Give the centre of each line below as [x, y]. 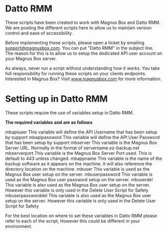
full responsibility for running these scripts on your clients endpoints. [76, 73]
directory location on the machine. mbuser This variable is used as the [77, 169]
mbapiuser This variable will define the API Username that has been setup [81, 132]
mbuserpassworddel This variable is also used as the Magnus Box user [78, 195]
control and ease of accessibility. [39, 33]
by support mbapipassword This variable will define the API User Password [83, 137]
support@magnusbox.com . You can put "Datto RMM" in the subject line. [79, 48]
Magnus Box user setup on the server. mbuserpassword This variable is [79, 174]
